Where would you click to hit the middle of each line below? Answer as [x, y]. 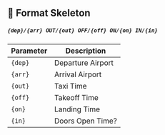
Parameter [29, 51]
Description [86, 51]
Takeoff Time [76, 98]
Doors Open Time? [86, 121]
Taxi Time [70, 86]
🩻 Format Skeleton [49, 13]
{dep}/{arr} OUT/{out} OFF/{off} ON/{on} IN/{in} [83, 30]
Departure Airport [84, 63]
